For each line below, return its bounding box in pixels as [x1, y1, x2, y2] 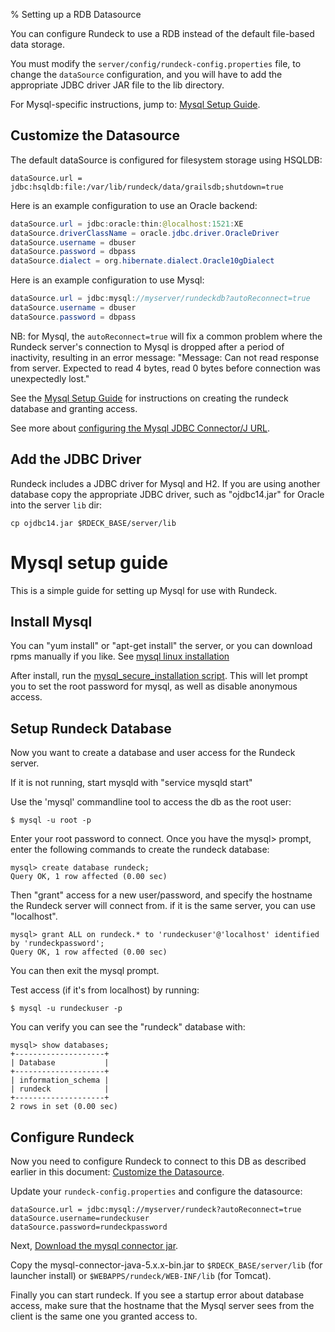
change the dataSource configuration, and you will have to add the [10, 69, 283, 80]
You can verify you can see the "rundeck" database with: [10, 1021, 246, 1033]
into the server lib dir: [10, 499, 103, 511]
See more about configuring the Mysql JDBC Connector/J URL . [10, 422, 271, 434]
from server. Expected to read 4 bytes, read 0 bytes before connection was [10, 362, 321, 374]
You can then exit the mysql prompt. [10, 965, 160, 977]
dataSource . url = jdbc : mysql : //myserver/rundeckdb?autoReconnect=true [10, 294, 311, 304]
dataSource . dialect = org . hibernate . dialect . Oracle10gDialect [10, 256, 275, 266]
